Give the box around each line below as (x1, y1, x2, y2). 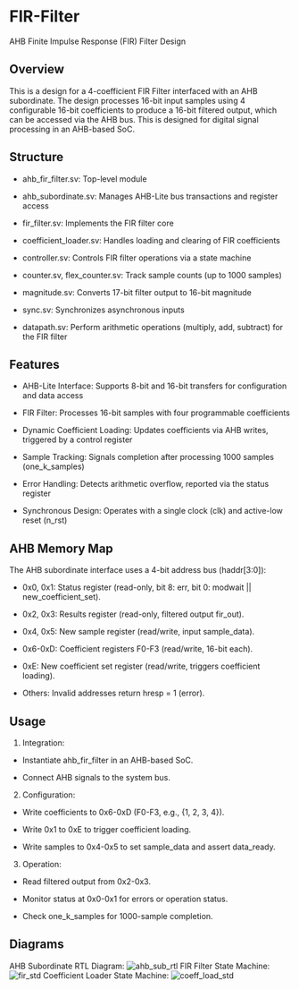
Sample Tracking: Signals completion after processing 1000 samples (21, 452, 275, 463)
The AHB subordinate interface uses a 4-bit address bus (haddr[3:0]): (9, 565, 267, 575)
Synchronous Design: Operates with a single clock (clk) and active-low (21, 506, 283, 516)
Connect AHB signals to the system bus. (21, 772, 171, 782)
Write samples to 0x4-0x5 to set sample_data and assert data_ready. (21, 841, 276, 852)
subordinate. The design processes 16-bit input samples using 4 (9, 95, 245, 106)
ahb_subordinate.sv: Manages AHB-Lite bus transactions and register (21, 191, 278, 201)
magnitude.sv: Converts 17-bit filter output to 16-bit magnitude (21, 286, 252, 297)
